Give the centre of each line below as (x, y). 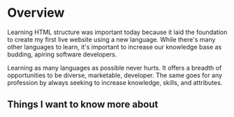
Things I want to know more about (83, 105)
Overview (36, 13)
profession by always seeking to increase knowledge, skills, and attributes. (115, 82)
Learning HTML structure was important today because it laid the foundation (117, 32)
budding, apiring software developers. (62, 54)
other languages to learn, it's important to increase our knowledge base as (115, 47)
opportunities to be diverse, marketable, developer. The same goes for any (115, 75)
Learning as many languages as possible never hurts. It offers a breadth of (115, 68)
